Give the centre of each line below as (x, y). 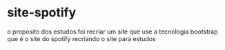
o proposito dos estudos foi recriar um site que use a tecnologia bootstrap (113, 32)
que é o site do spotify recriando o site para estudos (82, 38)
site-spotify (42, 13)
